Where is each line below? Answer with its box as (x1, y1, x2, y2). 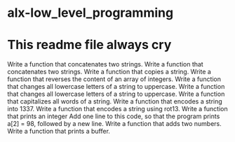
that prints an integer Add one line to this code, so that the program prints (7, 112, 220, 120)
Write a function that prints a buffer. (7, 127, 111, 136)
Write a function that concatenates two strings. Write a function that (7, 60, 203, 69)
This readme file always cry (7, 37, 172, 53)
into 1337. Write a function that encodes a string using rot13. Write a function (7, 105, 228, 113)
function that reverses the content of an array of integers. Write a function (7, 75, 222, 83)
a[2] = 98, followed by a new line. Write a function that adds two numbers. (7, 120, 222, 128)
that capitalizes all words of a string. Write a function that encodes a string (7, 97, 222, 106)
